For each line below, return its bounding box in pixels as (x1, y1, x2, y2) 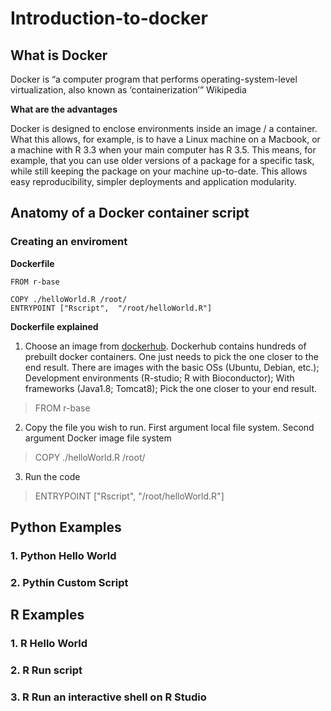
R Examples (10, 607, 85, 624)
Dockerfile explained (10, 320, 99, 332)
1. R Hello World (10, 637, 88, 651)
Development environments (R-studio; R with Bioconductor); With (24, 372, 295, 384)
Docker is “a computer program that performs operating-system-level (10, 73, 298, 85)
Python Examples (10, 519, 122, 536)
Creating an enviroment (10, 235, 128, 249)
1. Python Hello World (10, 549, 117, 562)
